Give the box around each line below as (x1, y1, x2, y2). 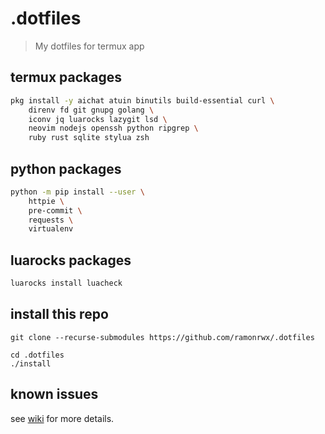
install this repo (10, 306, 109, 323)
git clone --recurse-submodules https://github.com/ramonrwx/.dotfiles (10, 332, 315, 342)
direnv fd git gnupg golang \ (28, 105, 155, 115)
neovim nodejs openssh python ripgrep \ (28, 123, 199, 134)
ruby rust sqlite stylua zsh (28, 133, 150, 143)
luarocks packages (10, 252, 132, 269)
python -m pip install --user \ (10, 187, 145, 197)
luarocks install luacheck (10, 278, 123, 289)
